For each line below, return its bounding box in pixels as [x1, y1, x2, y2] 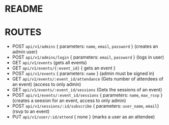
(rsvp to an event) [12, 108, 50, 115]
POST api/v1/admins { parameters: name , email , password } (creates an [12, 43, 158, 49]
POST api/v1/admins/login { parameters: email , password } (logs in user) [12, 54, 164, 60]
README [5, 3, 43, 15]
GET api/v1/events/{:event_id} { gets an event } [12, 65, 116, 71]
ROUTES [5, 27, 42, 38]
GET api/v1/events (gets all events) [12, 60, 87, 66]
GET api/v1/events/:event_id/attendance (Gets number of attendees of [12, 76, 163, 82]
